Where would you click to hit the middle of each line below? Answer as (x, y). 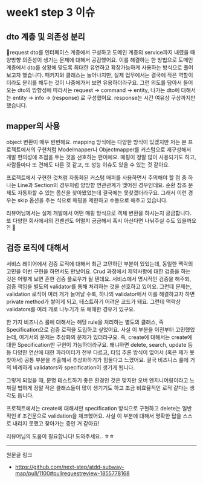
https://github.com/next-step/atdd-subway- (69, 467)
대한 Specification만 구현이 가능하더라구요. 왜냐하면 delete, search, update (96, 344)
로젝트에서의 (21, 149)
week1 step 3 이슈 (51, 12)
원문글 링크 (19, 455)
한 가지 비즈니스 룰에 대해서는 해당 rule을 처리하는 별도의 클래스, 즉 (85, 322)
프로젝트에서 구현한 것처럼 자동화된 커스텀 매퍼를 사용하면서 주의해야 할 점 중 (97, 177)
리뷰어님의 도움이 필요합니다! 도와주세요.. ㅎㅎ (60, 436)
